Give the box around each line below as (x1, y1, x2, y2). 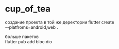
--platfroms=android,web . (5, 24, 58, 30)
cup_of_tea (5, 3, 51, 14)
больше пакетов (5, 34, 39, 39)
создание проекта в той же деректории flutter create (5, 19, 115, 25)
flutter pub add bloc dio (5, 38, 52, 44)
